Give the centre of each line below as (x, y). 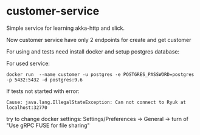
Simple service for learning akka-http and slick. (65, 28)
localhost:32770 (27, 108)
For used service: (28, 63)
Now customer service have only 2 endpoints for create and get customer (99, 40)
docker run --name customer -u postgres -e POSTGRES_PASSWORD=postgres (100, 74)
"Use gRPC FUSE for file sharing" (48, 125)
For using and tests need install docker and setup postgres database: (93, 51)
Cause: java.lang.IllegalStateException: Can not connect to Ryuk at (96, 102)
